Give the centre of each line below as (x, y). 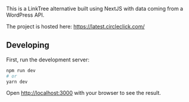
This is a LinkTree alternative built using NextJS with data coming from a (94, 9)
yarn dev (17, 82)
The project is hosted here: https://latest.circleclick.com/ (75, 27)
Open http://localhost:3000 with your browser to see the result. (84, 93)
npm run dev (21, 70)
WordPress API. (25, 15)
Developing (28, 45)
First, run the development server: (48, 60)
